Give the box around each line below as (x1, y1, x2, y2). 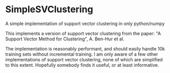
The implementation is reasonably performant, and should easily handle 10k (5, 45, 165, 52)
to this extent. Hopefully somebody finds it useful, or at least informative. (5, 62, 159, 68)
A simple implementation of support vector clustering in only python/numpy (5, 20, 165, 27)
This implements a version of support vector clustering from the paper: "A (5, 30, 161, 36)
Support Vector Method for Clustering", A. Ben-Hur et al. (5, 36, 124, 42)
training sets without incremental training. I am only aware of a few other (5, 51, 158, 57)
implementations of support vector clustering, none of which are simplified (5, 56, 163, 62)
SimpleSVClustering (5, 4, 93, 15)
